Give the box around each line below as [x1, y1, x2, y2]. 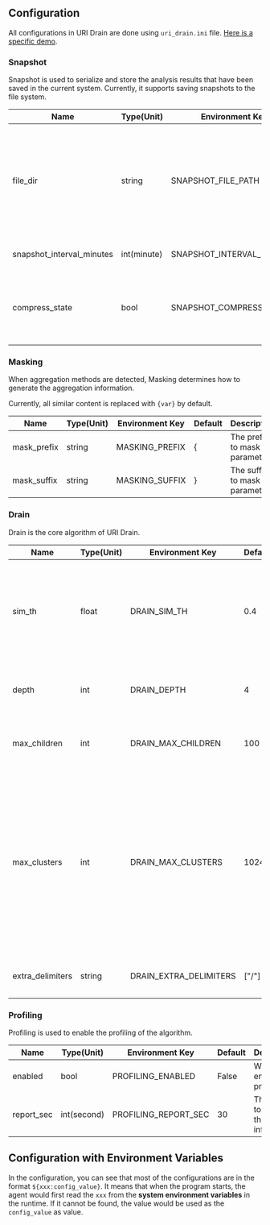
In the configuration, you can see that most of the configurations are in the [8, 1173, 255, 1182]
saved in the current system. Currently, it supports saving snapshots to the [8, 84, 256, 93]
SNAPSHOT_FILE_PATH [170, 175, 260, 186]
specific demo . [8, 36, 58, 46]
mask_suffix [12, 475, 58, 486]
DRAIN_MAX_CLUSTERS [129, 856, 223, 867]
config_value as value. [8, 1206, 84, 1216]
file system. [8, 92, 47, 102]
